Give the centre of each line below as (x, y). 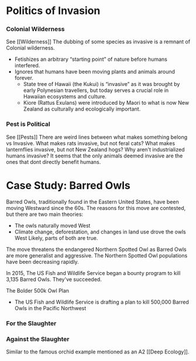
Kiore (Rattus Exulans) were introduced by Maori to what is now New (106, 103)
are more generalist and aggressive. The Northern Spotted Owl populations (97, 255)
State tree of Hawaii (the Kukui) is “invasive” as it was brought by (102, 84)
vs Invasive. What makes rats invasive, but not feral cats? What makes (91, 143)
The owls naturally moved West (52, 225)
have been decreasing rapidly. (42, 262)
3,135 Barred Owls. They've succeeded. (54, 279)
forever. (24, 78)
